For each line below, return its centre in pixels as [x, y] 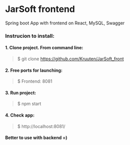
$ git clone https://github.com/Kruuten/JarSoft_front [70, 59]
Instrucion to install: [30, 36]
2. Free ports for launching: [34, 70]
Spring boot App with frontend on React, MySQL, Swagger [65, 23]
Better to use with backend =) [36, 138]
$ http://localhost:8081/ [41, 126]
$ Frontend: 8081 [35, 81]
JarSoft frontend [40, 9]
